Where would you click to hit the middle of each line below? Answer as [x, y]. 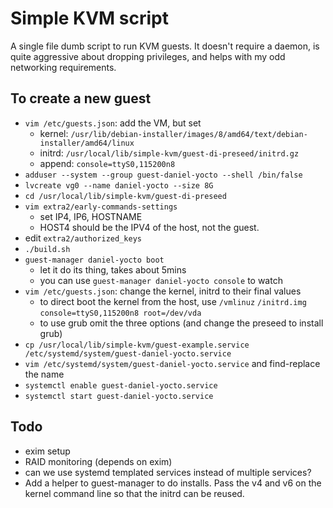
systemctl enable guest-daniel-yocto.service [121, 385]
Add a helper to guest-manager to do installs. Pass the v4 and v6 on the [173, 483]
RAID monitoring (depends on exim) [98, 461]
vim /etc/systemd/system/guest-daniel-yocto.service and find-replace [172, 363]
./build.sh [47, 249]
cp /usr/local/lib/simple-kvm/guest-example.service [137, 345]
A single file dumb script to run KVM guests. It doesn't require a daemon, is [165, 46]
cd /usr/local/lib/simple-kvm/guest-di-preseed [125, 196]
